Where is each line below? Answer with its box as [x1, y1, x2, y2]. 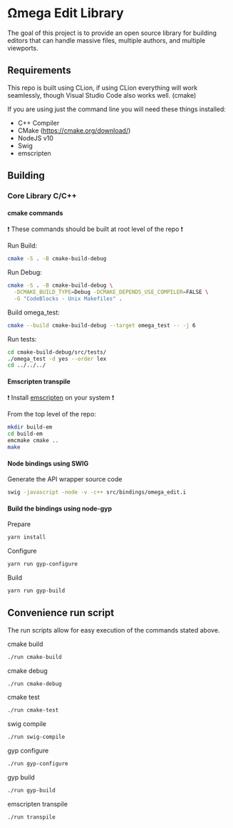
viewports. [7, 44, 38, 52]
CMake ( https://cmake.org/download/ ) [17, 126, 131, 135]
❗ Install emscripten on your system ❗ [7, 394, 115, 402]
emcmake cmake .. [7, 437, 59, 444]
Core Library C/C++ [7, 191, 77, 201]
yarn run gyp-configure [7, 561, 78, 568]
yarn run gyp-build [7, 587, 66, 594]
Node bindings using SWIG [7, 459, 89, 468]
